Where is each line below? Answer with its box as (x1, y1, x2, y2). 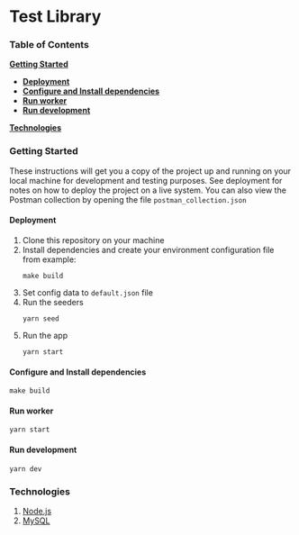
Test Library (9, 6, 102, 27)
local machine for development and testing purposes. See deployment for (9, 175, 283, 186)
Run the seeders (22, 296, 84, 307)
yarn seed (22, 313, 60, 323)
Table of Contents (9, 39, 90, 51)
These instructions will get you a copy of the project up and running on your (9, 165, 291, 177)
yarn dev (9, 464, 42, 474)
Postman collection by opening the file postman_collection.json (9, 194, 247, 204)
